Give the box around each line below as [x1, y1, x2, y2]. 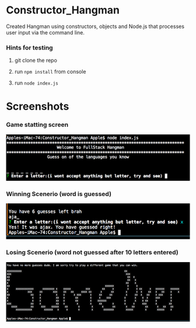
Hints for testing [6, 43, 54, 51]
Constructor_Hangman [6, 4, 120, 17]
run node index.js [14, 79, 58, 86]
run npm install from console [14, 68, 86, 75]
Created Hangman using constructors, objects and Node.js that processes [6, 23, 185, 30]
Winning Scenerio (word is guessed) [6, 190, 112, 198]
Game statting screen [6, 121, 69, 129]
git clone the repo [14, 57, 57, 64]
